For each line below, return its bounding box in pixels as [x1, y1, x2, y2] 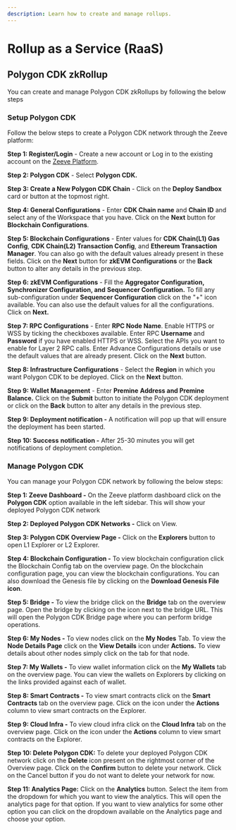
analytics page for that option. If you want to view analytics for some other [7, 800, 223, 808]
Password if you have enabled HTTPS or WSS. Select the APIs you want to [7, 336, 225, 345]
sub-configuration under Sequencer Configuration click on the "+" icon [7, 293, 217, 301]
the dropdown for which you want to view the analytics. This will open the [7, 793, 222, 801]
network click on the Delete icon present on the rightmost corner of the [7, 756, 215, 765]
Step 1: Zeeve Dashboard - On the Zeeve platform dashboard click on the [7, 491, 221, 499]
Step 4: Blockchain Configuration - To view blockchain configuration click [7, 554, 224, 563]
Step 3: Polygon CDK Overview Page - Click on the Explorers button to [7, 533, 216, 542]
